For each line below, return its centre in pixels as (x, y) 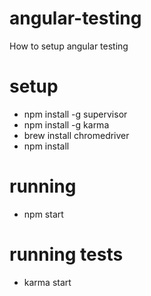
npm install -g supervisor (75, 114)
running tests (66, 254)
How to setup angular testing (69, 46)
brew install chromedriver (76, 135)
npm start (43, 214)
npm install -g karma (66, 124)
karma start (47, 282)
